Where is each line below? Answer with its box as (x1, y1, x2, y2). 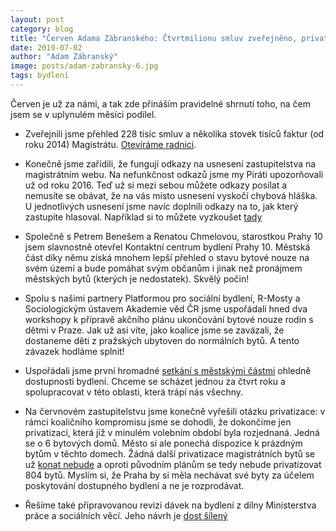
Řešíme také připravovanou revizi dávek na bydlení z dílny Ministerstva (24, 499, 317, 511)
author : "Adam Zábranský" (10, 52, 118, 62)
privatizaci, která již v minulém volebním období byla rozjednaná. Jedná (24, 426, 320, 438)
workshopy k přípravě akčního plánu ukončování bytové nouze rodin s (24, 313, 314, 325)
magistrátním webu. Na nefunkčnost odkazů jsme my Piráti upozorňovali (24, 168, 324, 180)
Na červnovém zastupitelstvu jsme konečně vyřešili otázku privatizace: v (24, 405, 326, 417)
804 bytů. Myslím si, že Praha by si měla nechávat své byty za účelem (24, 469, 315, 481)
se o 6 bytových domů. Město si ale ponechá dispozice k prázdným (24, 437, 303, 449)
